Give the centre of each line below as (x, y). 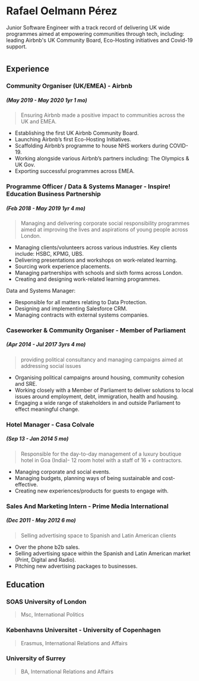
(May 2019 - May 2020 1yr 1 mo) (47, 100)
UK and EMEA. (39, 122)
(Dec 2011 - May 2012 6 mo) (41, 521)
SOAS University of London (46, 602)
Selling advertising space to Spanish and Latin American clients (98, 535)
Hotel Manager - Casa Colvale (50, 425)
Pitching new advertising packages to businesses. (76, 566)
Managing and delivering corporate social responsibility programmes (105, 223)
